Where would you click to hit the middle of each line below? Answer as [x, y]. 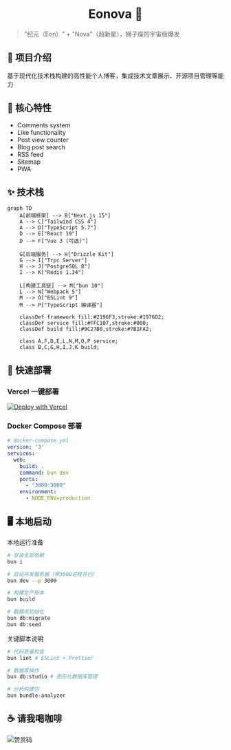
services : [21, 453]
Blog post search [41, 147]
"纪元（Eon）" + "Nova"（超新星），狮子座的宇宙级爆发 [102, 34]
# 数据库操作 [23, 670]
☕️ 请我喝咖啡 [35, 719]
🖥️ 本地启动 [29, 521]
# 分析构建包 [23, 689]
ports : [29, 479]
